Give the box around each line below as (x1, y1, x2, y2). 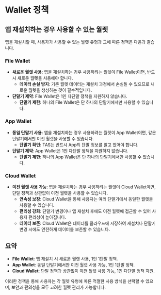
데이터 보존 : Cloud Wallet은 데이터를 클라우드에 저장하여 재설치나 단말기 (19, 220, 156, 226)
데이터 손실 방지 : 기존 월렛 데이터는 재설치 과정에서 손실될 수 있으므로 (19, 81, 150, 87)
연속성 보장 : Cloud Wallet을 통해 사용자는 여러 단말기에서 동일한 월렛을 (19, 196, 153, 202)
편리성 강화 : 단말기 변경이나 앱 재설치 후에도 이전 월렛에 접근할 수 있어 (19, 208, 151, 214)
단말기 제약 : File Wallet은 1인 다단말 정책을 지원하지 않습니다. (12, 93, 128, 99)
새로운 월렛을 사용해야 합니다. (17, 75, 73, 81)
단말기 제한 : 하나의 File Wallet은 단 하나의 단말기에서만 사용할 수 (19, 99, 141, 105)
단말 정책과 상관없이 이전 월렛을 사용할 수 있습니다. (12, 190, 108, 196)
